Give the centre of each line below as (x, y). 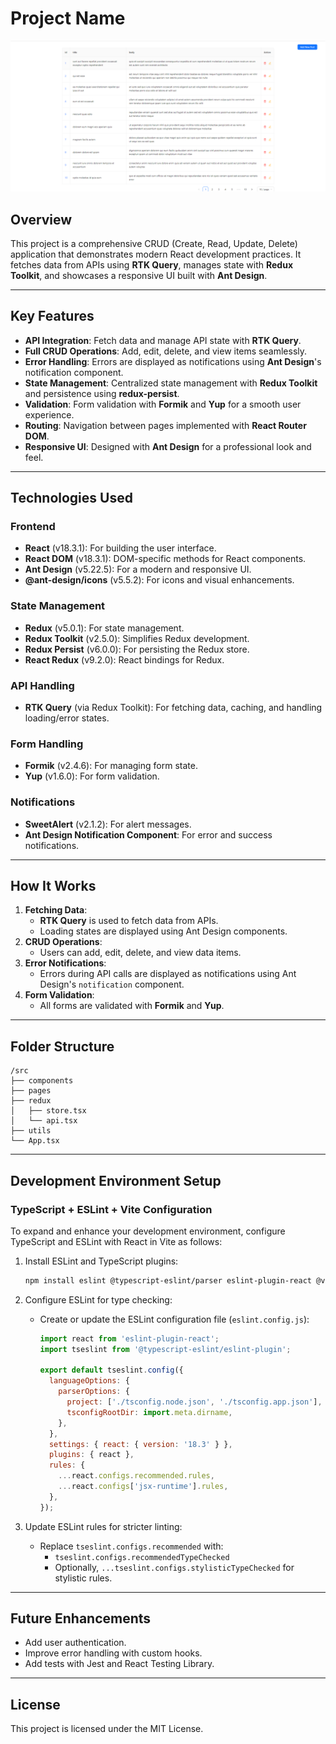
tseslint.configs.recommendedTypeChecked (142, 1557)
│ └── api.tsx (44, 1121)
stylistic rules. (83, 1578)
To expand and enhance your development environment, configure (148, 1231)
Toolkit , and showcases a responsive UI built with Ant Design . (139, 275)
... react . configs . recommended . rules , (136, 1476)
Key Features (52, 316)
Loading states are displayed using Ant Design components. (163, 931)
